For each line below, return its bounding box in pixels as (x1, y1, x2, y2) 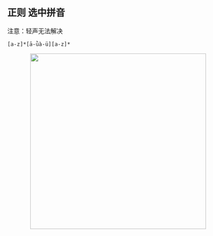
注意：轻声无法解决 (7, 27, 63, 35)
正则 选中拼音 (7, 6, 65, 19)
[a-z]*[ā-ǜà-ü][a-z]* (7, 41, 71, 48)
